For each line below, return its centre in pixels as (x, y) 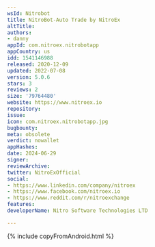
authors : (19, 32)
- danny (18, 39)
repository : (24, 109)
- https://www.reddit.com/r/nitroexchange (68, 198)
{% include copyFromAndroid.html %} (60, 236)
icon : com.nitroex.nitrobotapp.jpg (58, 121)
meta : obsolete (29, 134)
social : (18, 179)
